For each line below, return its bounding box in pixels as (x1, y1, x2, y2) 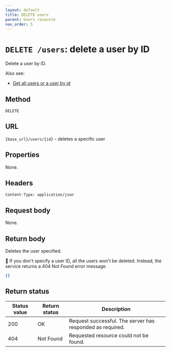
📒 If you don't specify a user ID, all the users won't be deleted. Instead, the (5, 258, 162, 264)
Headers (5, 179, 33, 187)
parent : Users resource (5, 17, 56, 22)
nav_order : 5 (5, 21, 33, 27)
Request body (5, 206, 51, 214)
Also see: (5, 70, 25, 76)
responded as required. (69, 323, 125, 331)
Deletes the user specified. (5, 248, 62, 254)
